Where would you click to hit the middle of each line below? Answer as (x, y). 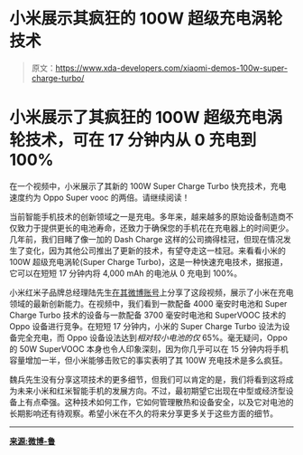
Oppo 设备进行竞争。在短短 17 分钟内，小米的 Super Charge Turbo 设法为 (146, 326)
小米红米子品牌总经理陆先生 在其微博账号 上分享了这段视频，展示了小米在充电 (151, 292)
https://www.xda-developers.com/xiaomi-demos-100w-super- (172, 68)
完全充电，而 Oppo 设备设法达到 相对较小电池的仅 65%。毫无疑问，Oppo (152, 337)
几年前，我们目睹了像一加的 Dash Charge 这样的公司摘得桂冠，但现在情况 (147, 239)
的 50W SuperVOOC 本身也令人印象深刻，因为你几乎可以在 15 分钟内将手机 (149, 348)
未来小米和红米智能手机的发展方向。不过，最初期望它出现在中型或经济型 (151, 391)
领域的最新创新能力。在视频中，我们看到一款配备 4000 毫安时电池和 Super (148, 303)
